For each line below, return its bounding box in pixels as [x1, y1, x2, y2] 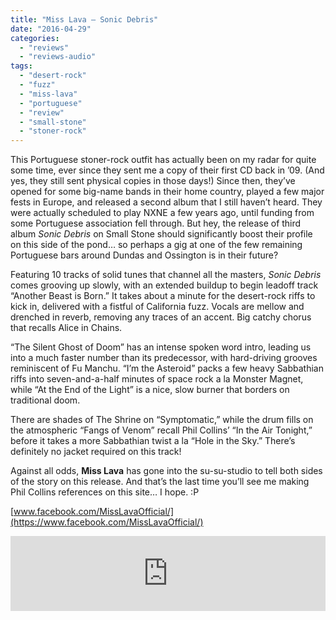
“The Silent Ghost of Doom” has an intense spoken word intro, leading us [10, 341, 312, 353]
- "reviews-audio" [19, 52, 97, 62]
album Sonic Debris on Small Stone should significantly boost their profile [10, 228, 313, 240]
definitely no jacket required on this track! [10, 446, 182, 458]
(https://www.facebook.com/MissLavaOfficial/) [10, 516, 204, 528]
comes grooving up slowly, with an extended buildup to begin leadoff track [10, 279, 319, 291]
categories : [10, 33, 60, 43]
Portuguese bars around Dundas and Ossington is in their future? [10, 249, 279, 261]
